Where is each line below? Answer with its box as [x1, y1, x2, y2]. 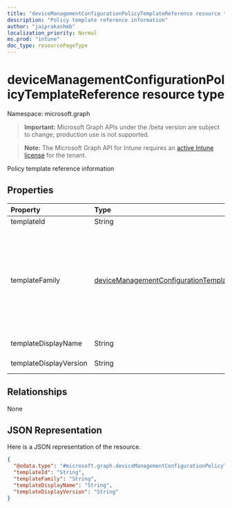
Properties [7, 185, 54, 196]
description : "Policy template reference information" [7, 17, 168, 23]
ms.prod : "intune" [7, 36, 60, 43]
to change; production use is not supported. [23, 130, 150, 138]
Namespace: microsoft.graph [7, 109, 90, 117]
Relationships [7, 386, 68, 398]
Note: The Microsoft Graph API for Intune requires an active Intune [23, 143, 214, 152]
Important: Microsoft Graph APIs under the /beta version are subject [23, 122, 220, 131]
